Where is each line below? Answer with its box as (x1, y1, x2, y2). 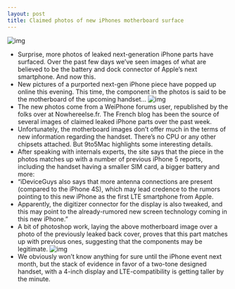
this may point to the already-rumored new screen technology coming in (17, 207, 227, 216)
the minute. (17, 274, 51, 283)
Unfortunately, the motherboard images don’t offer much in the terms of (17, 125, 227, 133)
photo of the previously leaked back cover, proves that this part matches (17, 230, 228, 238)
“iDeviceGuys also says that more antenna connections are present (17, 177, 213, 185)
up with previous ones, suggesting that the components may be (17, 237, 203, 245)
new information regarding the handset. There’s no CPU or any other (17, 132, 217, 141)
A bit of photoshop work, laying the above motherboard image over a (17, 222, 218, 230)
